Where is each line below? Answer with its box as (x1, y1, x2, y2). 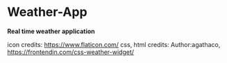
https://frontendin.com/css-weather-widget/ (7, 48, 134, 56)
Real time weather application (7, 27, 95, 35)
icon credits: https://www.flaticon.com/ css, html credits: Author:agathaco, (7, 40, 221, 48)
